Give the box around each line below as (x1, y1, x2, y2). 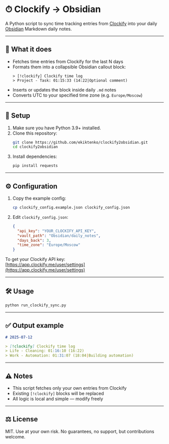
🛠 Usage (5, 287, 34, 295)
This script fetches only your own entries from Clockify (12, 385, 127, 391)
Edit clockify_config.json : (12, 214, 68, 220)
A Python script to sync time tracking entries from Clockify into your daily (5, 20, 157, 26)
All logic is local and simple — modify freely (12, 396, 103, 402)
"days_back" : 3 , (17, 238, 51, 243)
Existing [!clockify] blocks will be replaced (12, 390, 104, 396)
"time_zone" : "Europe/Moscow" (17, 242, 80, 247)
